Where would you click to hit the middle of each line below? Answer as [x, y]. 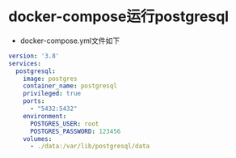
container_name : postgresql [70, 86]
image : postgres [51, 79]
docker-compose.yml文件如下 [70, 41]
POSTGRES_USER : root [64, 124]
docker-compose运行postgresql [118, 17]
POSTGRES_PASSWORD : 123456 [75, 131]
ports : [34, 101]
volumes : [38, 139]
